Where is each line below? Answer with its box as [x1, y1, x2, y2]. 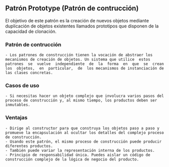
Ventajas [5, 114, 28, 121]
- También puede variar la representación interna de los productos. [5, 148, 155, 153]
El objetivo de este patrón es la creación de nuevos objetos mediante [5, 17, 149, 23]
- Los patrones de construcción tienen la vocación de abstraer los [5, 53, 153, 58]
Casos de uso [5, 82, 39, 89]
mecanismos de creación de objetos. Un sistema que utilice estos [5, 57, 151, 62]
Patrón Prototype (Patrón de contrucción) [5, 4, 139, 13]
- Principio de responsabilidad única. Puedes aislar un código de [5, 152, 151, 157]
